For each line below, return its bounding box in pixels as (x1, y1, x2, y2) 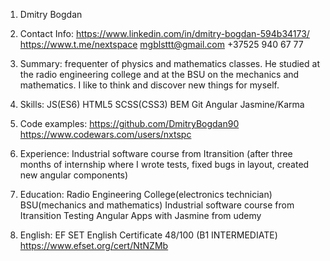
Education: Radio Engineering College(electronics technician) (19, 189, 273, 200)
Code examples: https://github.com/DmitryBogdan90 (19, 118, 240, 129)
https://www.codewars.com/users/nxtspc (19, 129, 192, 140)
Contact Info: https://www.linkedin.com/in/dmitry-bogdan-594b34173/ (19, 28, 310, 39)
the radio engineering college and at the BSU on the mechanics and (19, 69, 300, 80)
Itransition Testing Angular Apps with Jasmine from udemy (19, 210, 262, 221)
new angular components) (19, 169, 129, 181)
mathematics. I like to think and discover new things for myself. (19, 79, 280, 91)
